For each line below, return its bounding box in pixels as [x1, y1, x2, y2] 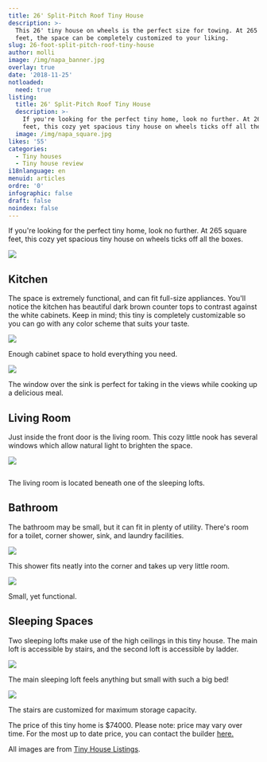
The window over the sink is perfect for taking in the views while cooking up [8, 380, 258, 389]
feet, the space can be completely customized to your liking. [15, 33, 229, 42]
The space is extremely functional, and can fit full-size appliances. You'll [8, 294, 246, 303]
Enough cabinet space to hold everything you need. [8, 350, 178, 359]
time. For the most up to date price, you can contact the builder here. [8, 729, 234, 738]
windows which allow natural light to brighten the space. [8, 441, 193, 450]
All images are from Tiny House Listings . [8, 744, 141, 753]
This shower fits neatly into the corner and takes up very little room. [8, 561, 230, 570]
